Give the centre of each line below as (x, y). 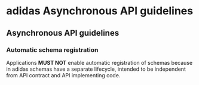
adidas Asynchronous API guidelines (99, 11)
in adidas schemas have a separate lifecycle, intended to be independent (96, 69)
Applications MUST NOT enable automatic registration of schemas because (99, 62)
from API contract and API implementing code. (63, 75)
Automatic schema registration (52, 50)
